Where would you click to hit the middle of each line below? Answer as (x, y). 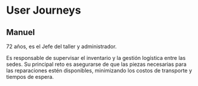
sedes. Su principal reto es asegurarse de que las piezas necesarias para (96, 64)
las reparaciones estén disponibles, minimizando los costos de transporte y (99, 71)
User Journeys (44, 10)
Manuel (21, 32)
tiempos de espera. (30, 77)
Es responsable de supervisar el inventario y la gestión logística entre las (96, 58)
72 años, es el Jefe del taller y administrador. (62, 46)
